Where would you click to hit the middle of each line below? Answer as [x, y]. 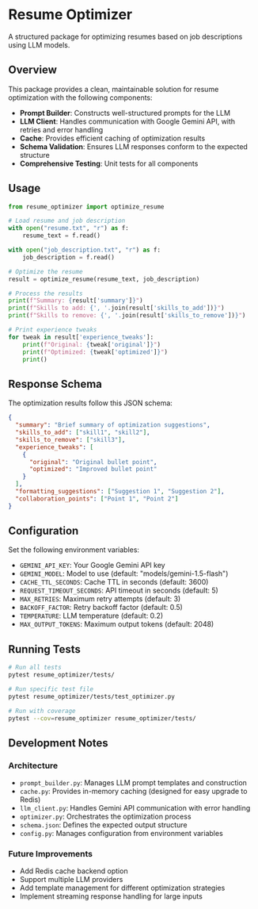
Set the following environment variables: [74, 550]
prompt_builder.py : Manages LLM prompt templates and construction [133, 783]
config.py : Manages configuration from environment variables [121, 834]
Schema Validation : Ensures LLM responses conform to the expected [133, 146]
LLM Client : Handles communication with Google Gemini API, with [127, 121]
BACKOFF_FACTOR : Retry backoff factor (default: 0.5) [101, 608]
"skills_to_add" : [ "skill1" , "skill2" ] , [83, 432]
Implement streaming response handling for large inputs [111, 896]
